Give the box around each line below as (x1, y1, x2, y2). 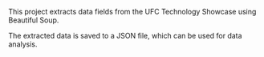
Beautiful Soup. (8, 15, 59, 25)
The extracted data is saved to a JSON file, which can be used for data (8, 31, 242, 40)
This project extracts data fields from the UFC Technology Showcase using (8, 7, 257, 16)
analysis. (8, 39, 38, 49)
